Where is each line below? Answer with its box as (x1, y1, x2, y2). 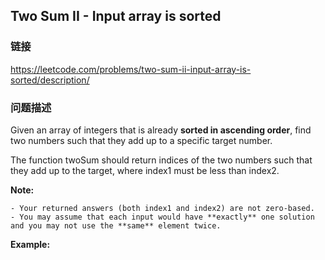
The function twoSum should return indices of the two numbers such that (10, 154, 313, 166)
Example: (10, 238, 51, 250)
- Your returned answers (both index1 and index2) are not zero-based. (10, 203, 315, 213)
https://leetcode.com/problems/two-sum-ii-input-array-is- (10, 63, 252, 75)
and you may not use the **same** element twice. (10, 220, 222, 231)
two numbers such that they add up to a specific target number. (10, 134, 273, 146)
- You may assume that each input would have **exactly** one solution (10, 212, 315, 222)
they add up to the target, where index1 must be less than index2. (10, 164, 280, 176)
